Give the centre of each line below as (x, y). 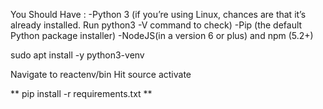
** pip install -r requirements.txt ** (81, 93)
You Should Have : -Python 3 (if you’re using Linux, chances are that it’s (158, 14)
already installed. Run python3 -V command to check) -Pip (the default (156, 25)
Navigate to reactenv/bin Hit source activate (101, 74)
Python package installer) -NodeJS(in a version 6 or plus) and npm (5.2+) (162, 35)
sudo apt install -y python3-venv (77, 55)
